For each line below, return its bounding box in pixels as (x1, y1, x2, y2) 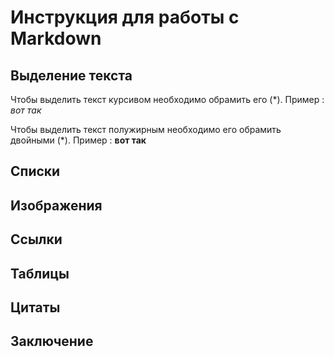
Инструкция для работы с (10, 6, 240, 29)
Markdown (10, 27, 102, 50)
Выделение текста (10, 67, 133, 84)
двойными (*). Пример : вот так (10, 134, 147, 146)
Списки (10, 163, 61, 180)
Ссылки (10, 231, 63, 248)
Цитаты (10, 299, 61, 316)
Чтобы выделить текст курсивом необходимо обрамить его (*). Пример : (10, 94, 325, 105)
